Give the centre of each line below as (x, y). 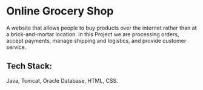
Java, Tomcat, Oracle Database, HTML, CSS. (62, 80)
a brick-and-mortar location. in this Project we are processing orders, (93, 34)
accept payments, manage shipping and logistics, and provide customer (96, 40)
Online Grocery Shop (60, 11)
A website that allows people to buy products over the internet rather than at (101, 28)
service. (16, 47)
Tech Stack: (29, 66)
